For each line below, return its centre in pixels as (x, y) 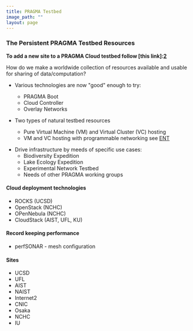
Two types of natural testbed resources (62, 120)
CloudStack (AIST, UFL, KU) (49, 220)
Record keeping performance (43, 233)
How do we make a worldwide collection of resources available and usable (96, 67)
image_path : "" (25, 17)
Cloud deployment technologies (46, 188)
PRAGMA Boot (41, 96)
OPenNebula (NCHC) (40, 213)
